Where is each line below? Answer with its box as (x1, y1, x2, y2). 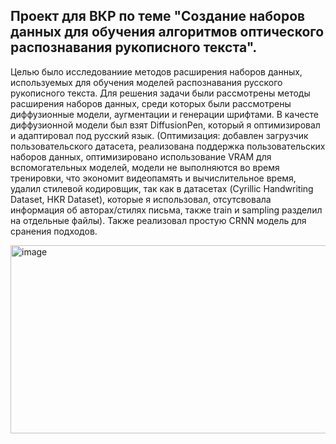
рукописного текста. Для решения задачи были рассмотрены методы (10, 87, 311, 99)
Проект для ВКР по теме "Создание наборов (10, 8, 306, 25)
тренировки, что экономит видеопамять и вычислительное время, (10, 172, 297, 184)
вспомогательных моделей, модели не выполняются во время (10, 161, 280, 173)
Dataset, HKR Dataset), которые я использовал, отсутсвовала (10, 193, 272, 205)
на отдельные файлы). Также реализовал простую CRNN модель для (10, 214, 307, 226)
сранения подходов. (10, 225, 98, 237)
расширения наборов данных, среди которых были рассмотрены (10, 97, 292, 109)
